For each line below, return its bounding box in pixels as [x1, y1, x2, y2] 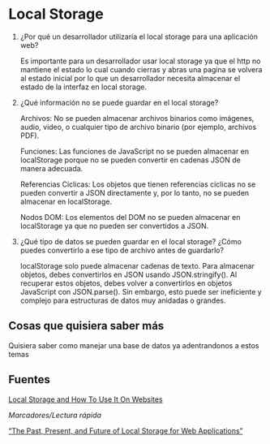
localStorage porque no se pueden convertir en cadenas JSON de [19, 155, 241, 165]
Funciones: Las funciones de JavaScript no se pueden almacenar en [19, 146, 250, 156]
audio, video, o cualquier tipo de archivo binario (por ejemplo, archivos [19, 122, 257, 131]
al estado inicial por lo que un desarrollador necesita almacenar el [19, 73, 241, 83]
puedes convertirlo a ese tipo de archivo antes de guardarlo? [19, 245, 225, 255]
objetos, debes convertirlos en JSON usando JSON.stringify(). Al [19, 269, 238, 279]
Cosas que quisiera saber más [8, 319, 165, 333]
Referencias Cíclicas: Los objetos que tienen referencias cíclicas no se [19, 179, 256, 189]
